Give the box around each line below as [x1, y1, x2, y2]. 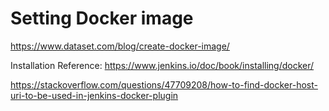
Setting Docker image [10, 7, 194, 30]
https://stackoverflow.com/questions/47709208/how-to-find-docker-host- [10, 78, 318, 91]
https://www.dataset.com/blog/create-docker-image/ [10, 40, 230, 52]
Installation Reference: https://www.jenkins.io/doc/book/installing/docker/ [10, 59, 315, 71]
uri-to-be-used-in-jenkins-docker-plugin [10, 89, 179, 101]
